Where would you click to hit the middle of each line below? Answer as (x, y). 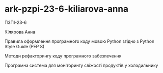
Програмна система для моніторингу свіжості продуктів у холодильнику (81, 65)
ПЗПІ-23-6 (16, 22)
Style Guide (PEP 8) (25, 46)
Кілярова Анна (20, 32)
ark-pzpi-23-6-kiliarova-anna (67, 9)
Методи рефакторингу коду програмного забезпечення (63, 56)
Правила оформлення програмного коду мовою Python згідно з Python (80, 41)
